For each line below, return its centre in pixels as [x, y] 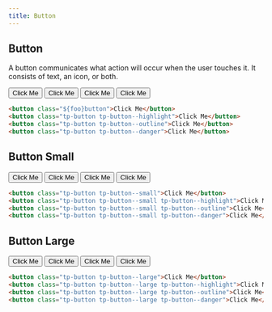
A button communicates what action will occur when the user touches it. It [132, 68]
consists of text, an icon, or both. [64, 77]
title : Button [32, 16]
